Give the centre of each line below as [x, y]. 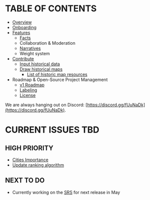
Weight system [35, 53]
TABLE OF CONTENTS [51, 9]
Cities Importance [30, 160]
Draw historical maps [41, 69]
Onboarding [24, 27]
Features [21, 32]
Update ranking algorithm [38, 165]
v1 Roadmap [32, 85]
